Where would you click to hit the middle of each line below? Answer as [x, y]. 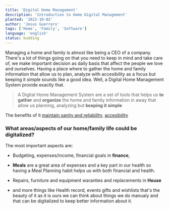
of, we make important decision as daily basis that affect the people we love [84, 63]
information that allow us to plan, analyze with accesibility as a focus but [80, 74]
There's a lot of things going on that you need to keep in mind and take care [84, 58]
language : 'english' [27, 33]
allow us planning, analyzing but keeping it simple [70, 105]
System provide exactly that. [35, 85]
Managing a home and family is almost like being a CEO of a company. [78, 52]
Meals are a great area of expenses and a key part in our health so [82, 165]
